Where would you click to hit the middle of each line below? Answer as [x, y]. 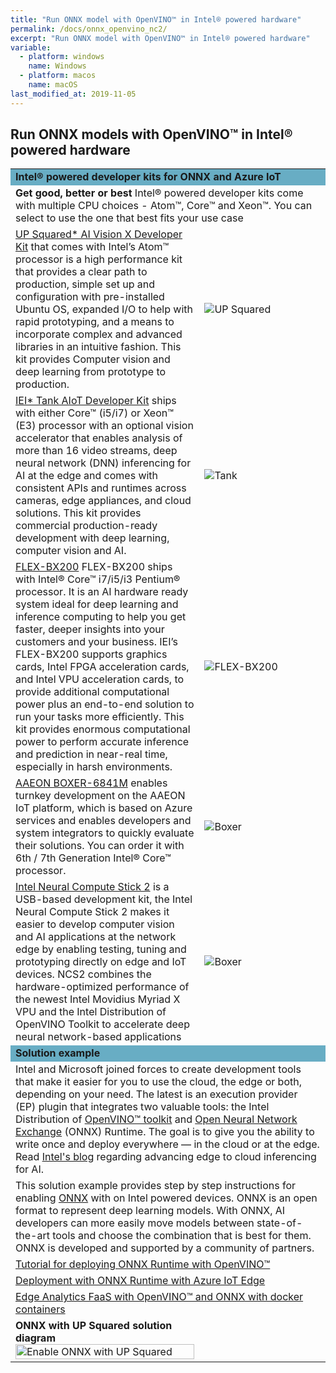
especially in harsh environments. [94, 767]
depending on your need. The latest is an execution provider [156, 1094]
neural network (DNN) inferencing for [103, 463]
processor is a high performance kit [99, 259]
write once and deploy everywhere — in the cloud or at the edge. [167, 1144]
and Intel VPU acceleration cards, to [100, 679]
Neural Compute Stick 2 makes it [92, 912]
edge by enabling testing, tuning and [101, 949]
